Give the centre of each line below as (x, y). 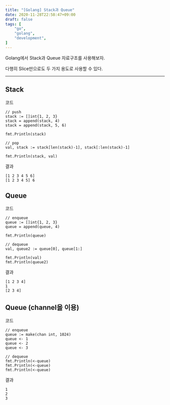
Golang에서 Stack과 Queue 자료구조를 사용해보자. (55, 58)
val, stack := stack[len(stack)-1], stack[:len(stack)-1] (68, 147)
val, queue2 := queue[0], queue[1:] (44, 249)
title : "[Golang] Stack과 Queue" (40, 10)
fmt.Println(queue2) (27, 262)
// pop (12, 143)
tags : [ (13, 24)
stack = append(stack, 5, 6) (36, 125)
